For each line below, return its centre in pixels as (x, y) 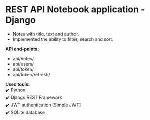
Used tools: (18, 84)
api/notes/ (23, 58)
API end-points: (22, 49)
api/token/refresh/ (31, 74)
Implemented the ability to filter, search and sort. (63, 39)
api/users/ (23, 64)
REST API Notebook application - (75, 9)
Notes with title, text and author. (46, 34)
